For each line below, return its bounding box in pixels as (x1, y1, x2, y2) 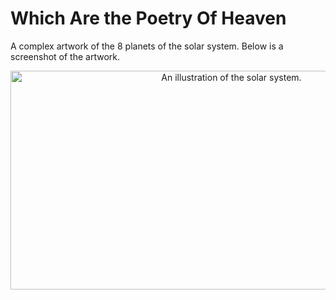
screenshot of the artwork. (10, 50, 121, 62)
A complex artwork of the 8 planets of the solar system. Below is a (10, 40, 284, 52)
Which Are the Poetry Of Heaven (10, 7, 287, 30)
